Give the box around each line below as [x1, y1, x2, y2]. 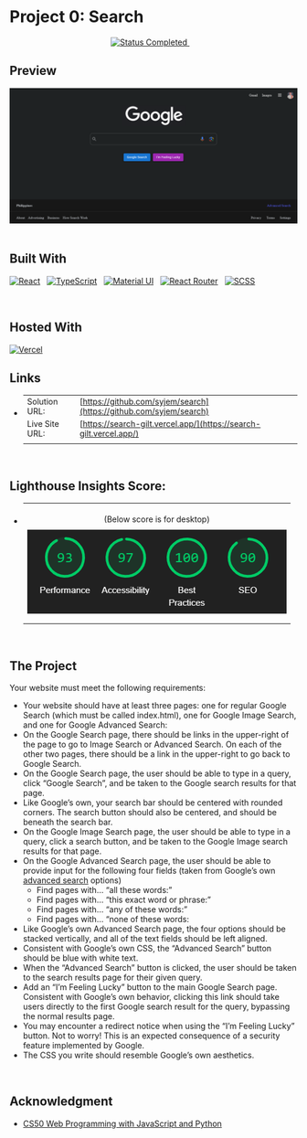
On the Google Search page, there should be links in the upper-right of [22, 729, 290, 740]
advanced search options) [22, 875, 122, 886]
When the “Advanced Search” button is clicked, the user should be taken [22, 963, 297, 973]
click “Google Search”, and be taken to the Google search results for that [22, 778, 297, 789]
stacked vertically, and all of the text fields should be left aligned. [22, 933, 268, 944]
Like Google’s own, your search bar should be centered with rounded [22, 797, 283, 808]
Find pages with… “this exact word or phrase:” [36, 894, 212, 906]
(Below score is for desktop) [103, 514, 210, 525]
